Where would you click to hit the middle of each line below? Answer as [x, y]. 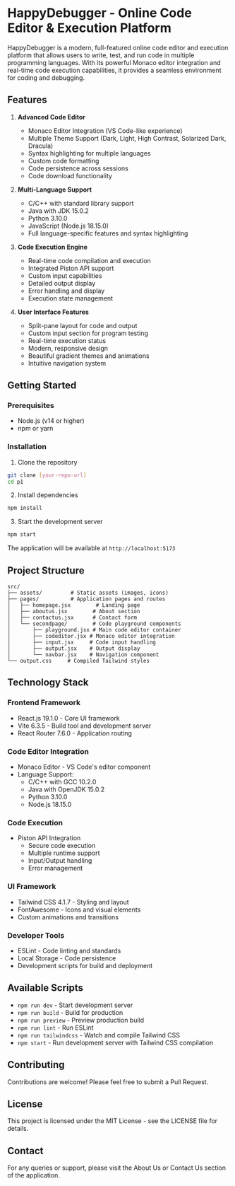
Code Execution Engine [53, 247]
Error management [55, 868]
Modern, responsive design [68, 348]
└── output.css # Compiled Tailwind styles [79, 661]
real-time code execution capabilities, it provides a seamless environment [114, 70]
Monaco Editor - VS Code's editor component [84, 767]
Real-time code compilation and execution [90, 260]
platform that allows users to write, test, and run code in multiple [101, 55]
